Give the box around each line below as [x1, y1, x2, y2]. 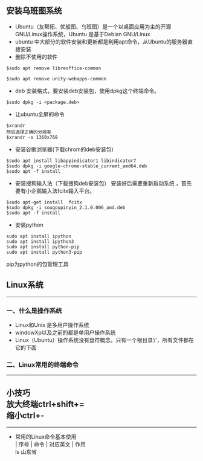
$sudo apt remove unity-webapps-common [6, 76, 107, 82]
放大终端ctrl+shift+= [6, 399, 85, 409]
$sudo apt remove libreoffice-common [6, 65, 101, 71]
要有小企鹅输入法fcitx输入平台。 [14, 187, 95, 195]
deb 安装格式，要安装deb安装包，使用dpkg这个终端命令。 [14, 87, 160, 94]
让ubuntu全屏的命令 [14, 111, 65, 118]
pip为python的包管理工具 [6, 260, 69, 268]
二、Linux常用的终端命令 [6, 360, 79, 369]
